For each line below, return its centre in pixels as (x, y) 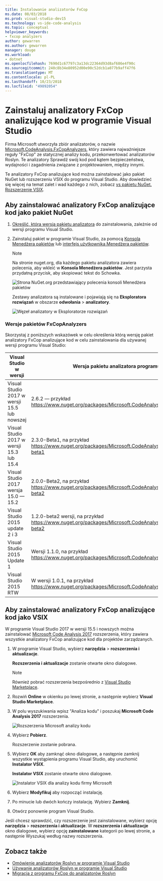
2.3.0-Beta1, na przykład (60, 440)
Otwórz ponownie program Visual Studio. (53, 811)
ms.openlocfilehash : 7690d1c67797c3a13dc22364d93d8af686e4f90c (70, 64)
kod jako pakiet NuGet (39, 212)
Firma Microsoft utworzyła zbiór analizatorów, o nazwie (60, 144)
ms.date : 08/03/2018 (26, 14)
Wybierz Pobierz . (30, 735)
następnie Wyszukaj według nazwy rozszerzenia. (54, 836)
